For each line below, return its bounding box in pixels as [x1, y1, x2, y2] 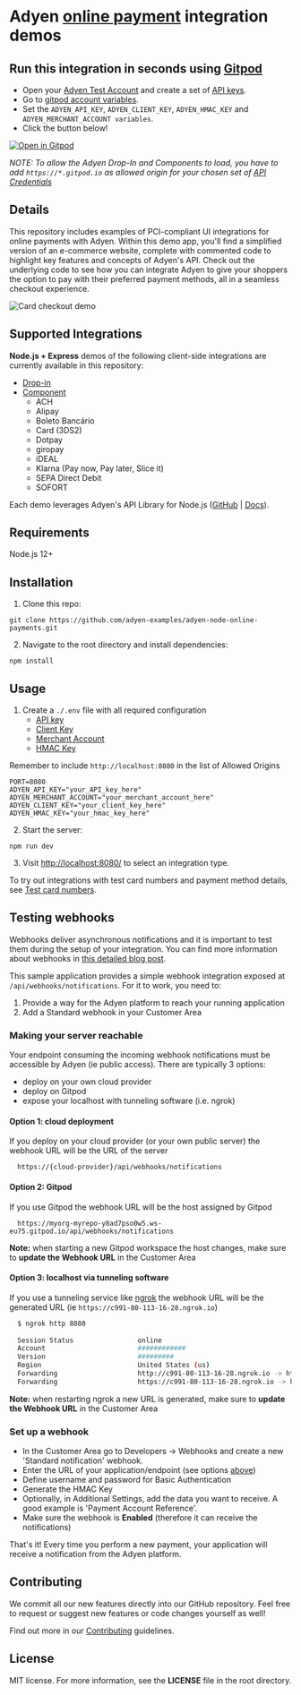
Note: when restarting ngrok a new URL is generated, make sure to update [9, 1393, 286, 1404]
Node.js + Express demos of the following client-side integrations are [9, 350, 267, 361]
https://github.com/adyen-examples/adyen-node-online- [48, 616, 258, 625]
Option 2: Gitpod [9, 1181, 73, 1192]
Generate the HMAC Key [21, 1484, 114, 1494]
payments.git [9, 624, 58, 633]
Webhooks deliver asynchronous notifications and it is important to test [9, 934, 272, 945]
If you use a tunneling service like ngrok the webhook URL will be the [9, 1292, 264, 1303]
